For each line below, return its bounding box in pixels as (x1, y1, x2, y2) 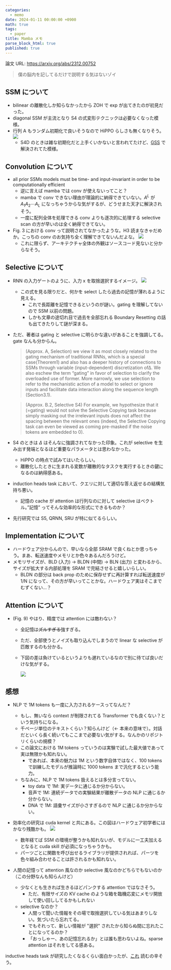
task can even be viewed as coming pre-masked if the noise (25, 423, 152, 430)
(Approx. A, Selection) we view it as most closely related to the (25, 348, 157, 354)
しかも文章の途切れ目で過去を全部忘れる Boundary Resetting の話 (28, 314, 166, 320)
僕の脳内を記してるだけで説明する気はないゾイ (17, 71, 116, 77)
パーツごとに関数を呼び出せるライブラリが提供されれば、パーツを (20, 850, 159, 856)
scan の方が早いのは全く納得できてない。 (20, 221, 108, 227)
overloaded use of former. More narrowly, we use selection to (25, 375, 156, 381)
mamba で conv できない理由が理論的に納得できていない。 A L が (20, 193, 155, 200)
